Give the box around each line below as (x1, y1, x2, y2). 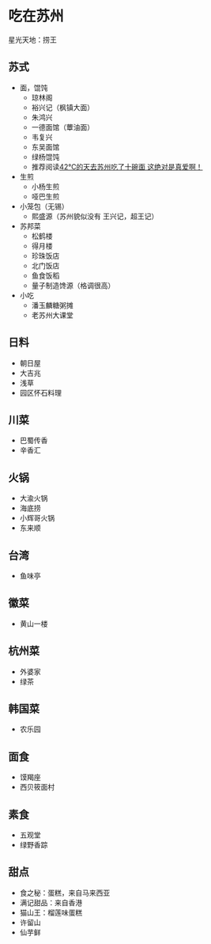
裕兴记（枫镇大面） (31, 102, 95, 112)
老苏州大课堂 (31, 310, 73, 320)
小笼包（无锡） (19, 201, 69, 210)
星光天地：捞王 (8, 35, 57, 44)
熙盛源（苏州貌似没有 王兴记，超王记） (31, 211, 159, 221)
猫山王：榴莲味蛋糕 (19, 908, 83, 917)
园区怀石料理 (19, 388, 62, 397)
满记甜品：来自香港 (19, 897, 83, 907)
